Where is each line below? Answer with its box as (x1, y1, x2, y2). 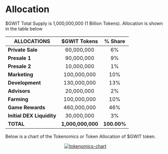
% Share (104, 37, 125, 45)
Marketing (8, 71, 33, 78)
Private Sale (8, 46, 38, 53)
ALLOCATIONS (14, 37, 51, 45)
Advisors (8, 87, 30, 94)
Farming (8, 95, 29, 102)
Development (8, 79, 41, 86)
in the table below (5, 25, 43, 31)
